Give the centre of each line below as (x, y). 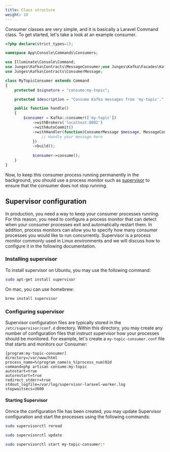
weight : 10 (17, 15)
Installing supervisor (31, 259)
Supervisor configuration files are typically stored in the (63, 322)
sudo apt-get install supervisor (40, 280)
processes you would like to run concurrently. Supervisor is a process (78, 235)
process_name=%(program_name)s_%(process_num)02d (59, 362)
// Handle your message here (72, 137)
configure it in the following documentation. (51, 246)
